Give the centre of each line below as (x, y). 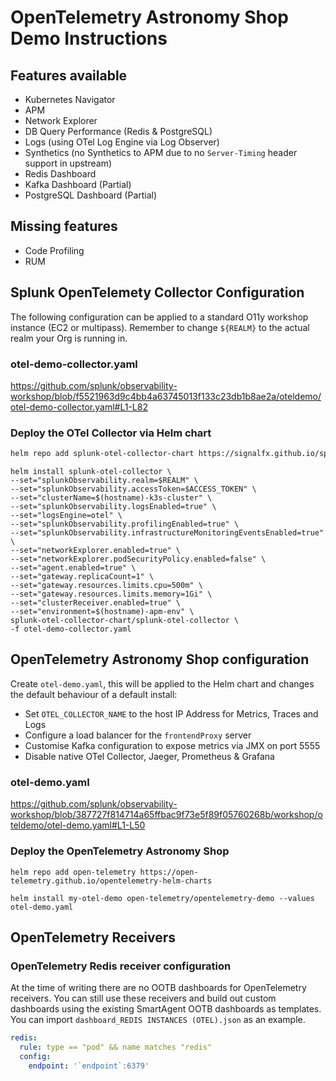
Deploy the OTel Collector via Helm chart (111, 433)
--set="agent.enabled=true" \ (73, 568)
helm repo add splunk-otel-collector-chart (102, 454)
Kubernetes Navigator (70, 99)
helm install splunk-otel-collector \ (91, 472)
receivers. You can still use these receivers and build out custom (143, 998)
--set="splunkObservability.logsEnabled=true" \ (113, 507)
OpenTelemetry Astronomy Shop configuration (160, 659)
